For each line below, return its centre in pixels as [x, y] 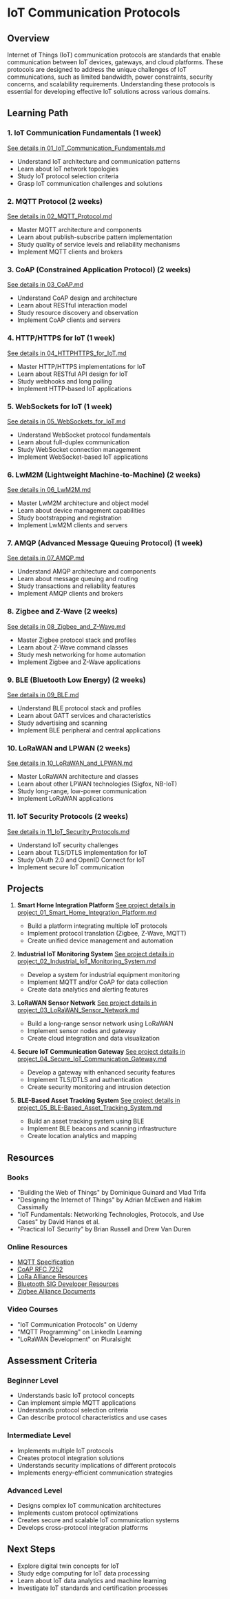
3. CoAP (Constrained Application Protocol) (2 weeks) [99, 269]
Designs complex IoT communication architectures [89, 1506]
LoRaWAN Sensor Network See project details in [87, 1003]
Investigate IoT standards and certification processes [93, 1588]
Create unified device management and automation [100, 940]
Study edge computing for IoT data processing [83, 1573]
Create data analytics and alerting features [88, 990]
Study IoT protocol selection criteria [68, 176]
